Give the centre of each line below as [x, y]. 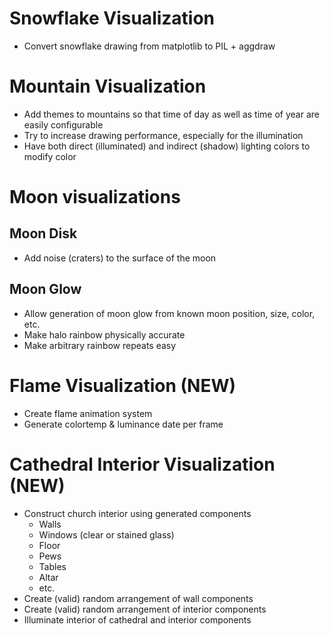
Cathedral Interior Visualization [142, 464]
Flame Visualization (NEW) [123, 385]
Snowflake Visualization [112, 18]
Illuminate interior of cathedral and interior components [137, 619]
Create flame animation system [88, 413]
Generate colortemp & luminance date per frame [123, 424]
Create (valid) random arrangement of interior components [145, 609]
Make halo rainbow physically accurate [104, 334]
